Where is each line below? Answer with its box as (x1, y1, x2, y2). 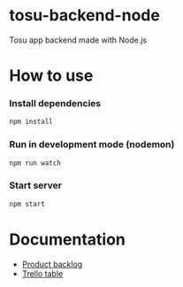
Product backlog (21, 259, 83, 269)
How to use (9, 66, 94, 86)
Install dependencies (9, 97, 102, 110)
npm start (9, 199, 46, 208)
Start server (9, 179, 62, 191)
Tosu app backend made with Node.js (9, 35, 148, 45)
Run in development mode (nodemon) (9, 138, 175, 151)
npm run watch (9, 159, 62, 167)
